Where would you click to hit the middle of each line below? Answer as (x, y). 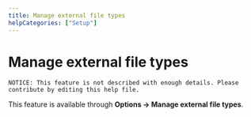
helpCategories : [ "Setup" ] (53, 23)
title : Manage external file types (67, 15)
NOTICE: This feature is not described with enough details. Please (124, 83)
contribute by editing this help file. (74, 90)
